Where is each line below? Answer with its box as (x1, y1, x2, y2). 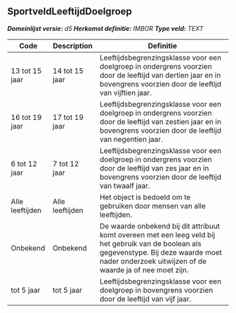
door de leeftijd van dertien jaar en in (99, 70, 221, 80)
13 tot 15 (11, 66, 42, 76)
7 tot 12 (52, 159, 79, 168)
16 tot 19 (11, 112, 42, 122)
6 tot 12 (11, 159, 37, 168)
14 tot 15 (52, 66, 84, 76)
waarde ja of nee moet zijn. (99, 265, 189, 274)
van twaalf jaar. (99, 180, 150, 190)
